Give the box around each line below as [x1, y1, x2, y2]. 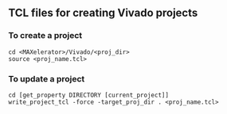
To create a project [8, 30, 83, 41]
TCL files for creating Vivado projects [8, 6, 198, 20]
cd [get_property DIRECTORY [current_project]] [8, 91, 170, 99]
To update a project [8, 73, 85, 84]
